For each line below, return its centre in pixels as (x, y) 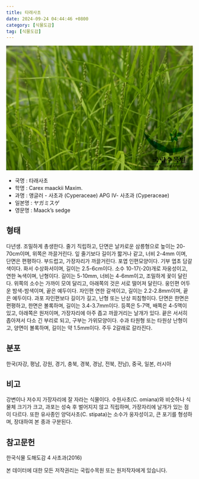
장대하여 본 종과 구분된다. (43, 422)
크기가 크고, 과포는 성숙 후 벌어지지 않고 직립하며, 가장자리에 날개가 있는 (100, 407)
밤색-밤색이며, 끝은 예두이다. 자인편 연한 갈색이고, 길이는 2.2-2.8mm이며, (97, 290)
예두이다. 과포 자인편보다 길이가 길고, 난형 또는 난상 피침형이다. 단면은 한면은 (101, 298)
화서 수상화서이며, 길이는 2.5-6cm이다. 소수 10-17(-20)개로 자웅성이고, (105, 268)
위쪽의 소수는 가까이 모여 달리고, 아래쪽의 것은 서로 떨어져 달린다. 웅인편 (97, 283)
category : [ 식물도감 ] (30, 25)
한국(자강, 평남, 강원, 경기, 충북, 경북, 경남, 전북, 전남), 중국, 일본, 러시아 (89, 364)
